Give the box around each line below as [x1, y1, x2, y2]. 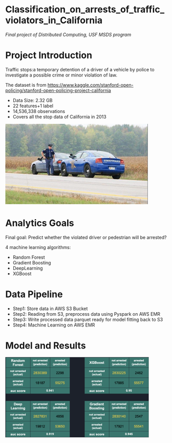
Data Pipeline [5, 288, 63, 300]
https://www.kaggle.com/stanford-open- [47, 82, 134, 88]
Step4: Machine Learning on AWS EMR [12, 322, 95, 328]
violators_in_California [5, 14, 103, 26]
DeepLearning [12, 265, 43, 271]
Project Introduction [5, 50, 93, 61]
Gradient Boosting [12, 259, 51, 265]
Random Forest [12, 254, 45, 260]
